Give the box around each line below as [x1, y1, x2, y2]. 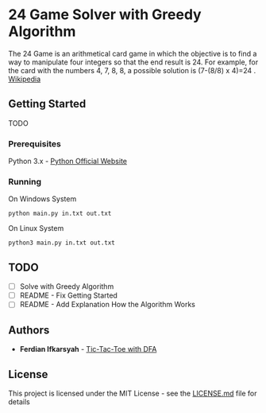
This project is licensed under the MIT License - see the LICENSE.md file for [8, 388, 257, 398]
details [8, 396, 30, 407]
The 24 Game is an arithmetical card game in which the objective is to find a [8, 49, 257, 58]
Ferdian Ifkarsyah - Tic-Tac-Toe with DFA [19, 345, 157, 354]
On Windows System [8, 194, 77, 204]
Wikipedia [8, 74, 41, 84]
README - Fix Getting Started [19, 290, 118, 300]
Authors [8, 323, 50, 337]
